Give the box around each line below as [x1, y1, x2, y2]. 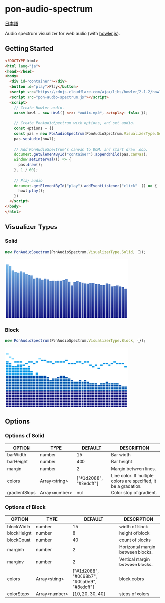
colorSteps [7, 591, 29, 597]
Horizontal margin [119, 544, 156, 550]
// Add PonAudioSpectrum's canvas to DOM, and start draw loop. [14, 147, 148, 151]
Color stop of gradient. [111, 490, 157, 496]
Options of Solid [5, 432, 44, 439]
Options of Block [5, 503, 46, 510]
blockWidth [7, 523, 30, 529]
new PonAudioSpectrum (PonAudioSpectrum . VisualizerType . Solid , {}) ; [5, 249, 146, 255]
